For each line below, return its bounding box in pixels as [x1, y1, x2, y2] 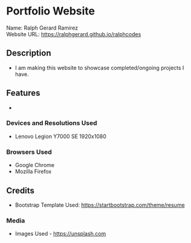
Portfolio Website [6, 4, 95, 18]
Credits [6, 185, 35, 195]
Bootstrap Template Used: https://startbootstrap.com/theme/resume [14, 201, 185, 209]
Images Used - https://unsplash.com [14, 230, 107, 238]
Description [6, 48, 51, 58]
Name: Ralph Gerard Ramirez [6, 24, 78, 31]
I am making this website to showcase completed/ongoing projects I [14, 64, 184, 71]
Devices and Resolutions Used [6, 119, 98, 127]
